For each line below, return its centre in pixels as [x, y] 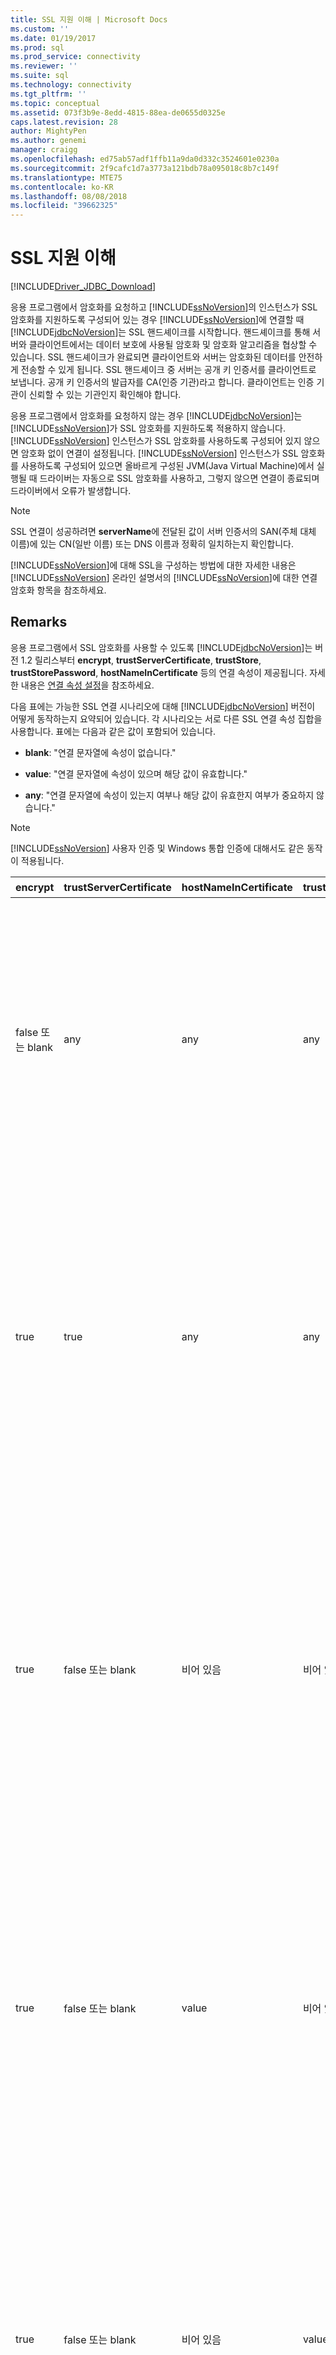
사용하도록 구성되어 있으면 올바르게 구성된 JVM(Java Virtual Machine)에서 [167, 466]
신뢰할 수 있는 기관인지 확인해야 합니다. [105, 395]
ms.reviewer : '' [44, 66]
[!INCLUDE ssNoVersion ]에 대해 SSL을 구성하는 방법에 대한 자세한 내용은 [153, 565]
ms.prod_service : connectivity [75, 57]
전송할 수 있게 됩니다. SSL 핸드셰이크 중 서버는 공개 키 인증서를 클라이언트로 [168, 370]
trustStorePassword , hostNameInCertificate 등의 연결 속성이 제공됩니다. [159, 672]
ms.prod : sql [37, 47]
